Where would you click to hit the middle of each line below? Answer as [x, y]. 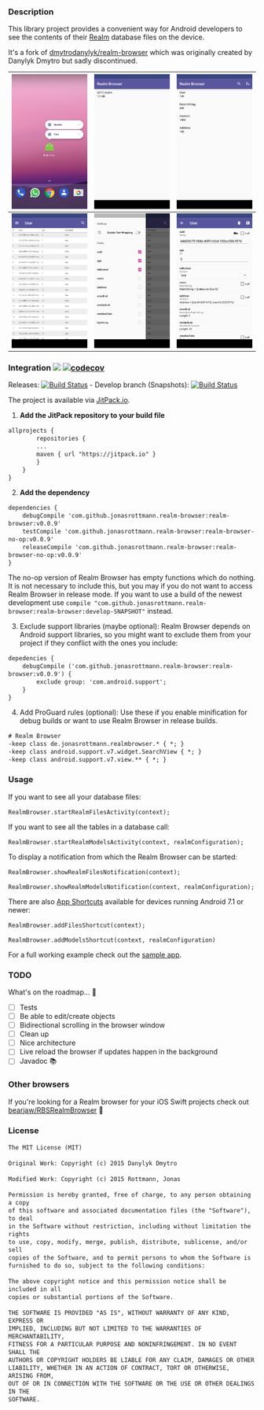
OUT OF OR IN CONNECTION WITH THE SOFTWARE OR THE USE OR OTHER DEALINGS [132, 1383]
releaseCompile [47, 548]
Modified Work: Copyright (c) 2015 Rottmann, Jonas [94, 1179]
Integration [30, 368]
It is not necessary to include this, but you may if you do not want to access [130, 586]
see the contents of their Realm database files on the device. [106, 37]
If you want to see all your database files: [75, 796]
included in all [35, 1289]
